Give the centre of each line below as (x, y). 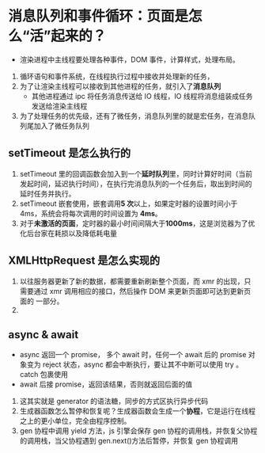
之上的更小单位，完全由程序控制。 (75, 421)
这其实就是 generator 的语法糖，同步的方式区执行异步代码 (114, 402)
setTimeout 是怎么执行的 (70, 153)
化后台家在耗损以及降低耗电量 (68, 233)
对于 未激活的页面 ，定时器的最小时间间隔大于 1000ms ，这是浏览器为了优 (137, 223)
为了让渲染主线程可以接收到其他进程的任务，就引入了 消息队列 (120, 86)
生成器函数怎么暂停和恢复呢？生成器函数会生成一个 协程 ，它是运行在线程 (137, 411)
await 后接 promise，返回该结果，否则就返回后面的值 (106, 384)
